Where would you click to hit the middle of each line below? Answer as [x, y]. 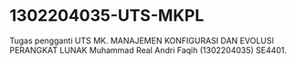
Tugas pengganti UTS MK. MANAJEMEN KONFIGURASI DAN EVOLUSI [142, 40]
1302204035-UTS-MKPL [107, 16]
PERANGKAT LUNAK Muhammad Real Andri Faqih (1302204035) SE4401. [148, 49]
